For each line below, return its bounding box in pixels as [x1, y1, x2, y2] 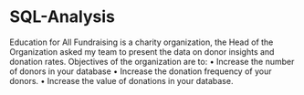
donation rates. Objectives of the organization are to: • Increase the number [9, 56, 295, 67]
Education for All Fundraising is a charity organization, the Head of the [9, 37, 274, 47]
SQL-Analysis [9, 6, 116, 27]
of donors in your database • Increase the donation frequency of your [9, 66, 272, 77]
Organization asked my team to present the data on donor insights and [9, 46, 275, 57]
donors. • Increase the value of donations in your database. [9, 75, 234, 86]
